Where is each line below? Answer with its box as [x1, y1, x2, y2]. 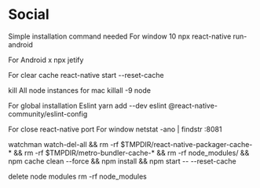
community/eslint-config [8, 109, 88, 119]
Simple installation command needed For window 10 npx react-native [8, 31, 232, 41]
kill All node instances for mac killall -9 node [8, 85, 152, 95]
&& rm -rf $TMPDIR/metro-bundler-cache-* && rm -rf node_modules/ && [13, 148, 250, 157]
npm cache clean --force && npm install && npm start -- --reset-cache [8, 156, 237, 166]
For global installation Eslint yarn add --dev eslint [8, 101, 167, 110]
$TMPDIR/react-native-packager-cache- [120, 139, 253, 149]
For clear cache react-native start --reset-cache [8, 70, 164, 79]
